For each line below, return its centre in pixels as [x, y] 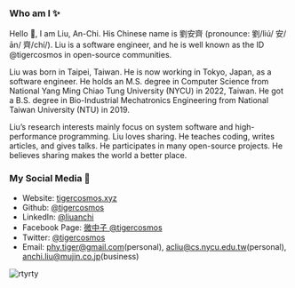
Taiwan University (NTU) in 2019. [70, 110]
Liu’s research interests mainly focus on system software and [121, 127]
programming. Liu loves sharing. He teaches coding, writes [167, 137]
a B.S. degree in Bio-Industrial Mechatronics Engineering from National [139, 100]
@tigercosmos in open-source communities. [91, 55]
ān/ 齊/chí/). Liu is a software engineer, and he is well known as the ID [137, 45]
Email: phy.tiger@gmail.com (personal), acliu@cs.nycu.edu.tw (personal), [154, 246]
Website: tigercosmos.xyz [69, 197]
